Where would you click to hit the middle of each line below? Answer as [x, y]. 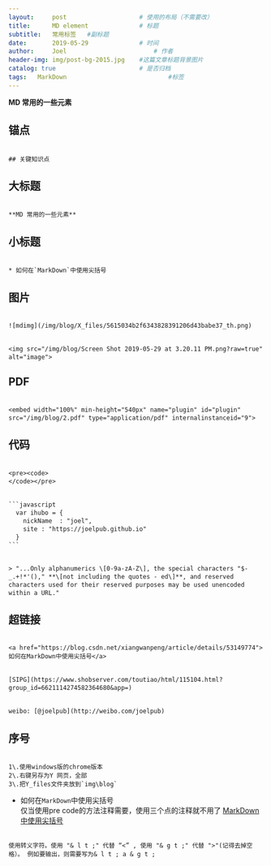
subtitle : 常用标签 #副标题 [59, 34]
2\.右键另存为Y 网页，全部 [48, 776]
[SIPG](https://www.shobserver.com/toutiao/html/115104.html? [116, 680]
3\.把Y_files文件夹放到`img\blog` [63, 784]
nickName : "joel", [58, 521]
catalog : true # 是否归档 [90, 69]
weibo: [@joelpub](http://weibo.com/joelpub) [86, 711]
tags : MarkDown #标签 [96, 77]
